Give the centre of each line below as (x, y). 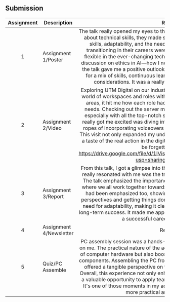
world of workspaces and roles (118, 96)
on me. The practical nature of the (120, 248)
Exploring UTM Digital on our (115, 90)
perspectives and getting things (119, 200)
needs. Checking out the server (122, 109)
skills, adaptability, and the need (127, 44)
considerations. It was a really (129, 82)
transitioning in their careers (120, 50)
